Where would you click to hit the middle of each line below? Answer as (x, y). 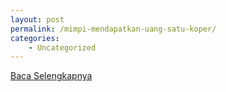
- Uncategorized (62, 47)
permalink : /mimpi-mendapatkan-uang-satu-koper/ (113, 29)
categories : (35, 38)
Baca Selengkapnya (51, 76)
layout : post (37, 19)
